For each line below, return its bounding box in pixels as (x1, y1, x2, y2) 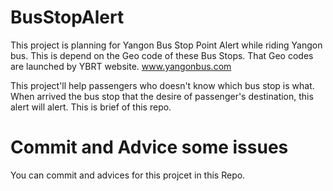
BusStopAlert (10, 6, 125, 29)
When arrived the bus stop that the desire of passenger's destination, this (10, 90, 314, 102)
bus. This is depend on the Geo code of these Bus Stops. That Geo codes (10, 49, 314, 61)
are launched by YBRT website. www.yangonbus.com (10, 60, 232, 72)
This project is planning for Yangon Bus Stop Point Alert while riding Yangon (10, 39, 323, 51)
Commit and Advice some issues (10, 136, 289, 159)
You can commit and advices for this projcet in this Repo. (10, 169, 246, 181)
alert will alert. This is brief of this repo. (10, 101, 172, 113)
